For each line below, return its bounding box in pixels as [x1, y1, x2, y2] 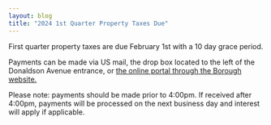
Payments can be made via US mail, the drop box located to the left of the [8, 57, 256, 67]
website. [8, 74, 37, 84]
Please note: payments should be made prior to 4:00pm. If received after [8, 90, 252, 99]
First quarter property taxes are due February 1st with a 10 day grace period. [8, 41, 264, 51]
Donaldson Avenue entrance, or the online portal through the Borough [8, 65, 242, 75]
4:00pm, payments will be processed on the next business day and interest [8, 98, 260, 108]
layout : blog [8, 11, 53, 20]
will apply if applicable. [8, 106, 85, 117]
